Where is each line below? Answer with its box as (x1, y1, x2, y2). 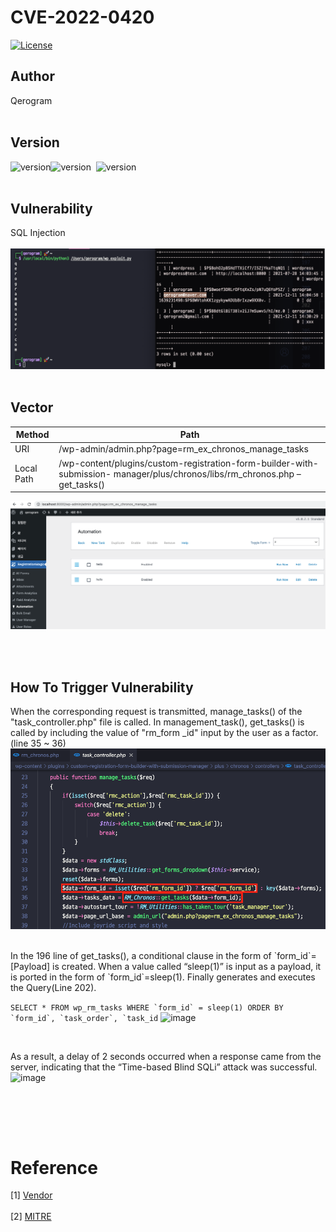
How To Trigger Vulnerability (10, 679, 194, 696)
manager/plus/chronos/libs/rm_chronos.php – (113, 467, 302, 480)
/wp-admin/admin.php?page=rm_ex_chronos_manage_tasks (58, 443, 309, 455)
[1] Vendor (10, 1189, 53, 1201)
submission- (58, 467, 112, 480)
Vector (10, 399, 54, 416)
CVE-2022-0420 (10, 6, 155, 29)
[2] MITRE (10, 1211, 52, 1223)
